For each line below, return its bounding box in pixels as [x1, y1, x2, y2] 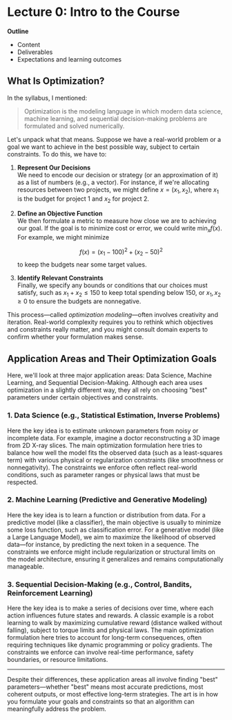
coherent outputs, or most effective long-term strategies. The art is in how [7, 690, 219, 699]
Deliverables [17, 48, 53, 56]
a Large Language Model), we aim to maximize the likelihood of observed [7, 532, 216, 541]
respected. [7, 478, 38, 486]
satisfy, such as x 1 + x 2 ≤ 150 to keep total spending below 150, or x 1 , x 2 [17, 288, 221, 298]
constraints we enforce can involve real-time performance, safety [7, 648, 194, 656]
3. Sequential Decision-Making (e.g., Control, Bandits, [7, 579, 192, 589]
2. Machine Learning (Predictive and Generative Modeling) [7, 495, 208, 505]
